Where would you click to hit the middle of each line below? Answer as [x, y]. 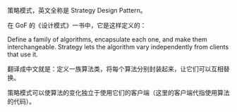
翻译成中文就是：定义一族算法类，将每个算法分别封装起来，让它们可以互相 [115, 69]
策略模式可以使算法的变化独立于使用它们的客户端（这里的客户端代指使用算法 [119, 93]
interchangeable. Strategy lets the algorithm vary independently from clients [118, 47]
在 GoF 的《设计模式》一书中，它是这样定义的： [77, 25]
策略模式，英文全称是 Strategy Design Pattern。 [77, 10]
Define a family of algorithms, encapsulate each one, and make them [107, 39]
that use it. [23, 54]
